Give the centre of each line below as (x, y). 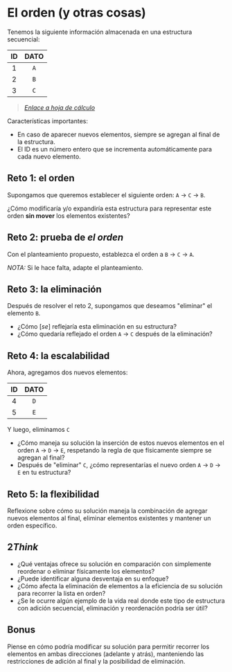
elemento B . (24, 314)
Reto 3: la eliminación (54, 289)
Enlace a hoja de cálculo (60, 107)
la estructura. (36, 142)
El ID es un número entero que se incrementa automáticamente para (115, 149)
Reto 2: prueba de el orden (65, 238)
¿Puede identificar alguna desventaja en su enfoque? (93, 579)
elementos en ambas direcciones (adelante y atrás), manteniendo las (106, 654)
